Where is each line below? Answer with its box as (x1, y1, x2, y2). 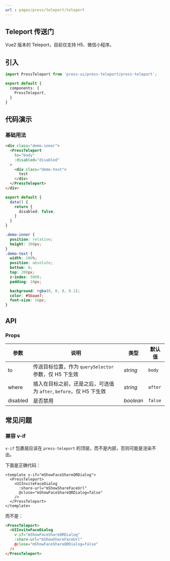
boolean (123, 397, 143, 404)
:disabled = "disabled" (14, 157, 60, 163)
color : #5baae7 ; (10, 293, 44, 298)
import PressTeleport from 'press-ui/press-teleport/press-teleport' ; (5, 72, 157, 77)
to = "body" (14, 152, 35, 157)
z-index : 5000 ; (10, 274, 42, 279)
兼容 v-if (5, 432, 26, 439)
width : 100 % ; (10, 256, 37, 261)
